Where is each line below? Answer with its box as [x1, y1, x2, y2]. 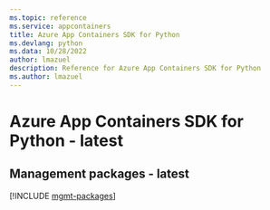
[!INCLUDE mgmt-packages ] [9, 190, 116, 201]
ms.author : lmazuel [9, 72, 83, 81]
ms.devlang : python [9, 38, 83, 48]
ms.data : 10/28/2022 [9, 47, 88, 56]
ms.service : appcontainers [9, 22, 111, 31]
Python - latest [9, 130, 124, 150]
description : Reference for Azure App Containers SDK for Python [9, 64, 261, 73]
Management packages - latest [9, 167, 190, 182]
